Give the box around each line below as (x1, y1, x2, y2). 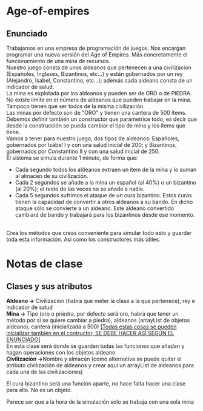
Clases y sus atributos (6, 281, 93, 291)
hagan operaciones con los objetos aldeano (6, 349, 116, 356)
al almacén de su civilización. (15, 172, 89, 180)
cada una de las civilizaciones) (6, 369, 83, 375)
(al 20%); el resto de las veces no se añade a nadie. (15, 185, 145, 192)
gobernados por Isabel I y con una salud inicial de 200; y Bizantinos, (6, 141, 177, 148)
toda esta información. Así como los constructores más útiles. (6, 236, 161, 243)
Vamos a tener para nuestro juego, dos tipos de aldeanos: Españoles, (6, 135, 180, 142)
